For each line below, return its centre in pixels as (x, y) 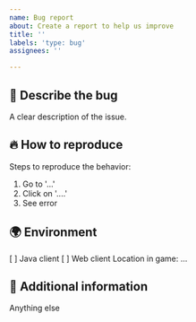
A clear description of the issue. (68, 117)
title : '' (28, 34)
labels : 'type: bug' (48, 43)
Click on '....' (45, 193)
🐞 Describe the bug (64, 95)
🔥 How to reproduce (66, 145)
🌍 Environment (53, 233)
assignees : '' (36, 51)
